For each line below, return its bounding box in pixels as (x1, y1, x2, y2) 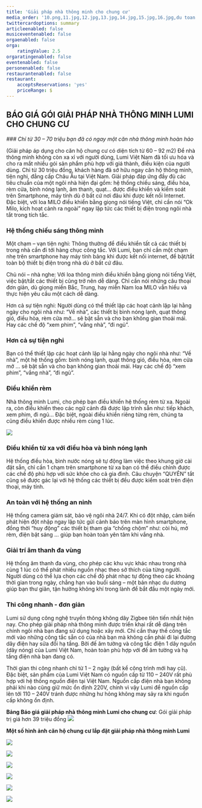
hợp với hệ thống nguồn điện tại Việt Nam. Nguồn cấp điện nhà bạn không (6, 677, 191, 684)
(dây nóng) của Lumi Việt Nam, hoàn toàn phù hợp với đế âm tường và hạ (6, 646, 188, 653)
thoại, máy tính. (6, 483, 45, 490)
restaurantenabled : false (6, 71, 71, 77)
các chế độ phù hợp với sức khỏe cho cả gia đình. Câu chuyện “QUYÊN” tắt (6, 470, 195, 477)
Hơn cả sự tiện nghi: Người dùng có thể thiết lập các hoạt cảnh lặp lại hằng (6, 301, 192, 309)
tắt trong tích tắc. (6, 211, 49, 218)
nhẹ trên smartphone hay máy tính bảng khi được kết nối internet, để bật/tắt (6, 252, 195, 260)
